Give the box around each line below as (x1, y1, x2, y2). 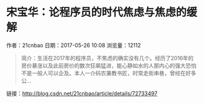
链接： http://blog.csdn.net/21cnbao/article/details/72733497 (6, 90, 158, 97)
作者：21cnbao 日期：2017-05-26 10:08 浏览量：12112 (6, 42, 141, 49)
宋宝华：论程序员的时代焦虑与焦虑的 (6, 5, 187, 19)
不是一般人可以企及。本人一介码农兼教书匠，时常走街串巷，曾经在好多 (21, 69, 197, 76)
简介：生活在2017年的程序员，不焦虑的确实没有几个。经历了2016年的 (21, 54, 194, 61)
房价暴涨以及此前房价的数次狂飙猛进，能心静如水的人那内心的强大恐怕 (21, 61, 197, 69)
